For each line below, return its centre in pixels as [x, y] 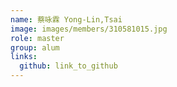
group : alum [35, 47]
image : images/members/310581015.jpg [89, 29]
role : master [37, 38]
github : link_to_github [68, 66]
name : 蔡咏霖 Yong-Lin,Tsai [66, 19]
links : [24, 57]
